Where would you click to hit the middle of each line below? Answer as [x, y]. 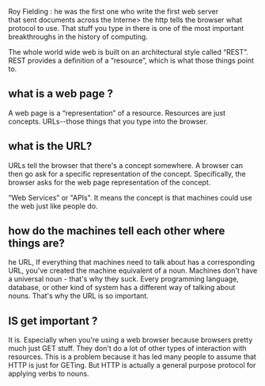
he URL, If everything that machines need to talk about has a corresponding [132, 262]
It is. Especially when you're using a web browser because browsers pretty [131, 340]
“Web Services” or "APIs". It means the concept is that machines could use [130, 197]
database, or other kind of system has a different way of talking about [122, 288]
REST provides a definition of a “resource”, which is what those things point [131, 60]
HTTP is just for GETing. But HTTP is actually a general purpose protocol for [132, 365]
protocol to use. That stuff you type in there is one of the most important [126, 28]
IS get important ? [53, 321]
